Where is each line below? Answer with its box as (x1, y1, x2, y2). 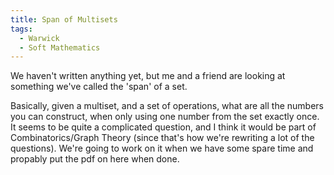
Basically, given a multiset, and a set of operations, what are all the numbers (10, 100, 324, 112)
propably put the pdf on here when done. (10, 153, 180, 165)
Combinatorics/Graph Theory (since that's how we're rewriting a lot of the (10, 132, 315, 144)
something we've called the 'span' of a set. (10, 81, 188, 93)
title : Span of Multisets (10, 14, 118, 25)
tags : (10, 24, 33, 34)
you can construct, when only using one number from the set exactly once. (10, 111, 320, 123)
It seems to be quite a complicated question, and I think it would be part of (10, 121, 317, 133)
